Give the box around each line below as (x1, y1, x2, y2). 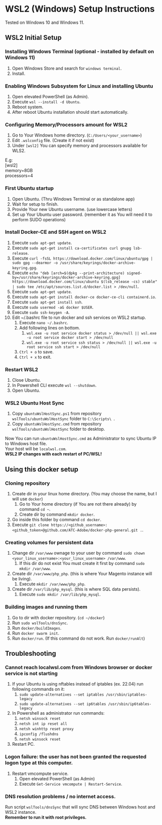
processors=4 (5, 173, 33, 178)
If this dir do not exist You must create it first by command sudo (19, 561, 145, 566)
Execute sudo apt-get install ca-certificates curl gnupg (12, 245, 132, 251)
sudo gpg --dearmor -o (12, 260, 58, 265)
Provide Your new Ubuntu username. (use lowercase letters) (12, 206, 133, 212)
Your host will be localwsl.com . (5, 446, 67, 452)
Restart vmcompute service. (12, 771, 69, 776)
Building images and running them (5, 604, 88, 611)
